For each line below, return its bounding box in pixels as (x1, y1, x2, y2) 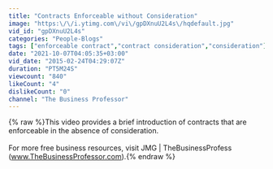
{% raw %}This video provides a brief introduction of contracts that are (8, 117, 247, 127)
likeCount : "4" (8, 80, 60, 88)
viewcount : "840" (8, 72, 67, 80)
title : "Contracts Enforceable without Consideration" (8, 11, 198, 20)
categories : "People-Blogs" (8, 34, 104, 43)
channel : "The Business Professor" (8, 95, 129, 103)
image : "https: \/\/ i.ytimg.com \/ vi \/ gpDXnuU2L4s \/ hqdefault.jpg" (8, 19, 234, 28)
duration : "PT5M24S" (8, 65, 79, 73)
